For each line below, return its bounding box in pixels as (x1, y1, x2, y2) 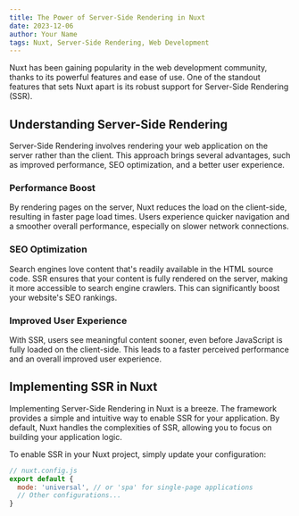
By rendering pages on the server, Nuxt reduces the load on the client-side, (9, 202, 287, 212)
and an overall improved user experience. (9, 354, 162, 364)
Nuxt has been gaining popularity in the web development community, (9, 62, 268, 73)
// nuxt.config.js (9, 466, 78, 475)
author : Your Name (9, 29, 78, 38)
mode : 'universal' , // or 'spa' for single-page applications (17, 483, 253, 492)
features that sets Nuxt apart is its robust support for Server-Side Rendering (9, 81, 289, 92)
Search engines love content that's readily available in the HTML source (9, 263, 274, 274)
